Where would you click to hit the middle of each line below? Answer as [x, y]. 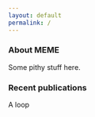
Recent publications [47, 87]
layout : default [35, 15]
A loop [19, 105]
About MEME [34, 50]
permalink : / [30, 23]
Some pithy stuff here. [44, 67]
